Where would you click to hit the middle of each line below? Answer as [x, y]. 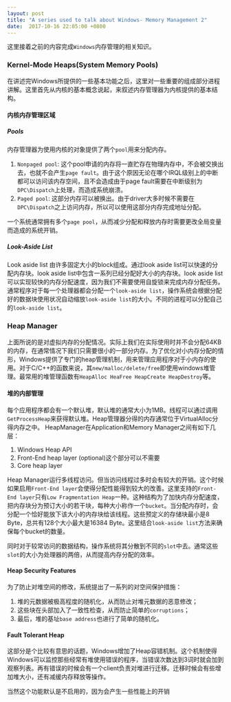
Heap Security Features [42, 571]
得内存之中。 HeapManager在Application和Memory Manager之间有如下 [109, 427]
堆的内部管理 [25, 394]
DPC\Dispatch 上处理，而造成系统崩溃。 [72, 190]
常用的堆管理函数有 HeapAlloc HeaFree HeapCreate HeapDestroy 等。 [120, 376]
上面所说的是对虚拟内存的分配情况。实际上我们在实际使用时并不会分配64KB [114, 342]
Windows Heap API [44, 449]
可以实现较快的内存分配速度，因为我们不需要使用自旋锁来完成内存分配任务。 [115, 282]
